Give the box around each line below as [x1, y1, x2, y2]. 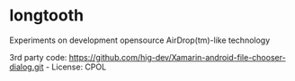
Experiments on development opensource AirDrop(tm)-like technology [9, 35, 271, 45]
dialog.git [9, 61, 44, 72]
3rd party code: [9, 52, 67, 62]
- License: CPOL [45, 61, 107, 72]
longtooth [9, 5, 84, 26]
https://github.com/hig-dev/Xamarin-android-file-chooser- [68, 52, 286, 62]
